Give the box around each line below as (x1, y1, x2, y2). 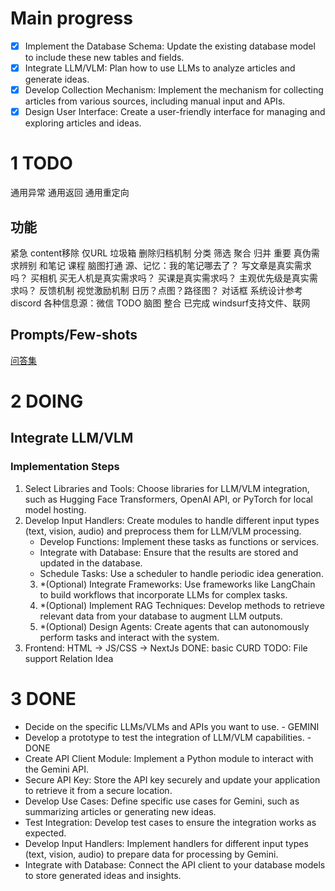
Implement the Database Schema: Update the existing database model (24, 40, 316, 52)
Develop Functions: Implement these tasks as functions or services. (39, 535, 320, 547)
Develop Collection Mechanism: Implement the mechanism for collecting (24, 84, 324, 96)
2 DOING (10, 390, 84, 412)
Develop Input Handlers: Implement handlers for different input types (24, 837, 309, 849)
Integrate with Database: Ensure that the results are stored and (39, 546, 299, 558)
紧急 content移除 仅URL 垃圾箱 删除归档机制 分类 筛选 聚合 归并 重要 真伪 (10, 247, 312, 259)
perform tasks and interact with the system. (39, 631, 220, 643)
